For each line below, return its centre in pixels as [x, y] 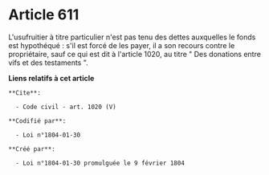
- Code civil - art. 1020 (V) [66, 107]
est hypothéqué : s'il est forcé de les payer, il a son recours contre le [122, 45]
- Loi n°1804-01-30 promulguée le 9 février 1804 [100, 163]
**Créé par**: [32, 149]
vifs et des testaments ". [48, 63]
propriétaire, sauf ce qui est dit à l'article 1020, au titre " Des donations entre [134, 54]
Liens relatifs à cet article [51, 78]
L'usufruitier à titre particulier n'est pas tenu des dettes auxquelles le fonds [132, 37]
